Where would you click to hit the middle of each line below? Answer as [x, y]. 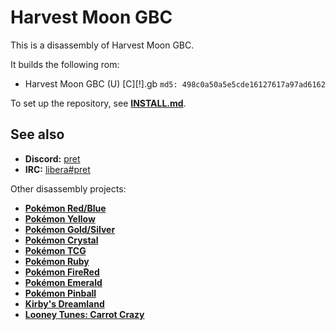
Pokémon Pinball [60, 293]
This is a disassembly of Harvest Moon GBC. [102, 45]
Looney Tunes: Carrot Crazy [84, 314]
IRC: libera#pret [57, 169]
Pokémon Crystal [61, 240]
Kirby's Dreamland [64, 303]
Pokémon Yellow [60, 218]
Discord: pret [52, 158]
